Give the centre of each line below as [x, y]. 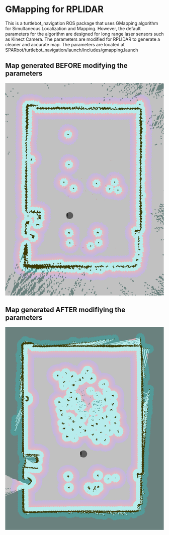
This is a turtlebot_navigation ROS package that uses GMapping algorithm [82, 23]
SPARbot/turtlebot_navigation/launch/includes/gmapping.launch [72, 50]
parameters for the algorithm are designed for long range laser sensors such [84, 34]
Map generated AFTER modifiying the [65, 309]
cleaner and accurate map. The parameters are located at [65, 44]
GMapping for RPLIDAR [55, 9]
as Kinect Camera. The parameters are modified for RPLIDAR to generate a [83, 39]
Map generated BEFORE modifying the [66, 66]
